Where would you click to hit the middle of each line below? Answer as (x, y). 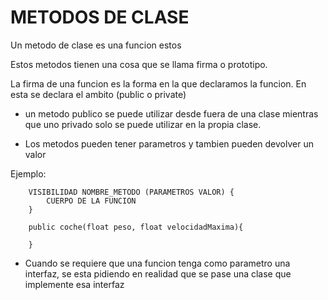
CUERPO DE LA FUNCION (91, 201)
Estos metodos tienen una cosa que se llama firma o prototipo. (139, 64)
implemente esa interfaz (74, 284)
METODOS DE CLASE (100, 17)
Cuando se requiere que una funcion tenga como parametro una (157, 263)
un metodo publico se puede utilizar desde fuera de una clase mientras (171, 113)
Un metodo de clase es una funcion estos (96, 45)
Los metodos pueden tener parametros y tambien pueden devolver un (169, 143)
